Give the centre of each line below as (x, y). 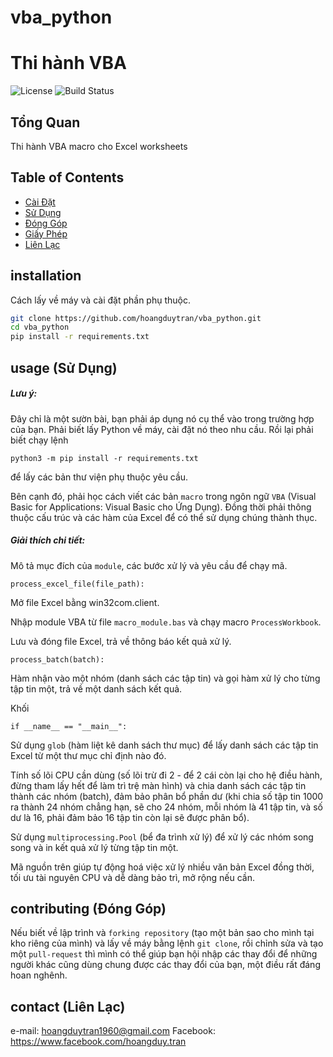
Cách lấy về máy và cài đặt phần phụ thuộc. (100, 300)
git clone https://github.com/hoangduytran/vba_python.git (136, 318)
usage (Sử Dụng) (64, 367)
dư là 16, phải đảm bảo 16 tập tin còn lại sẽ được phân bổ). (130, 817)
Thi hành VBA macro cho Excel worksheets (99, 146)
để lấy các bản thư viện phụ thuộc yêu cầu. (99, 477)
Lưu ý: (24, 393)
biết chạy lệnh (39, 440)
